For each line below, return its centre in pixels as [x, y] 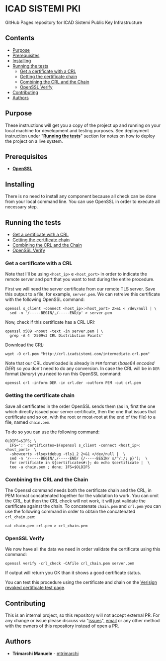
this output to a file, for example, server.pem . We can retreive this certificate [83, 294]
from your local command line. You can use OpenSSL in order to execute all [83, 201]
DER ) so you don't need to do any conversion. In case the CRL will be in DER [83, 369]
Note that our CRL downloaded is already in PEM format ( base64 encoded [80, 363]
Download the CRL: [25, 345]
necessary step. [22, 207]
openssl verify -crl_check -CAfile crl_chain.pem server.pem [70, 564]
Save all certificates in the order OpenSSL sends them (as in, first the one [80, 406]
